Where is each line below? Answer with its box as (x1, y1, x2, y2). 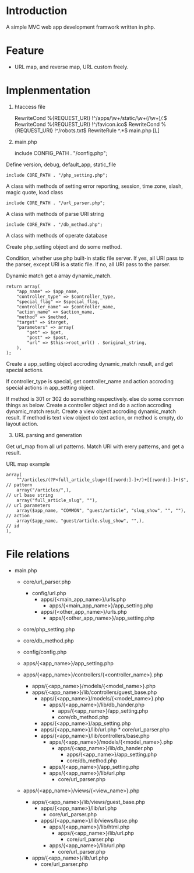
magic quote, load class (6, 188, 64, 195)
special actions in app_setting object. (6, 384, 95, 391)
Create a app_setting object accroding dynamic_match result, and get (6, 360, 174, 367)
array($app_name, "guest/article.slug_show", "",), (16, 518, 144, 524)
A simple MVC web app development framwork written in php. (6, 23, 156, 30)
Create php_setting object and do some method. (6, 243, 122, 250)
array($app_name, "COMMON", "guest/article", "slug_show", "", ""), (16, 507, 186, 513)
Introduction (6, 4, 68, 18)
